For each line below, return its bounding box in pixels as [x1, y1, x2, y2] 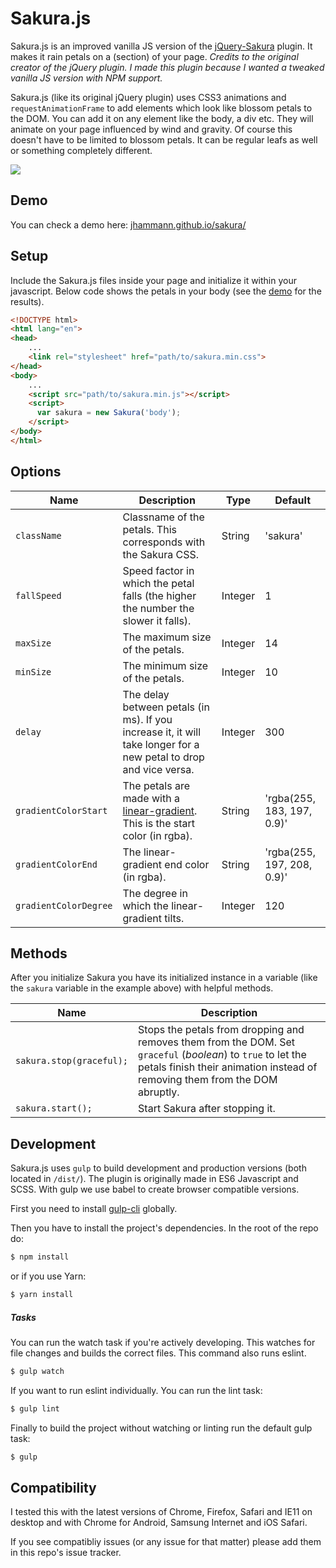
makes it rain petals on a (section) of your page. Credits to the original [10, 50, 299, 62]
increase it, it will [122, 725, 202, 739]
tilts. [164, 911, 185, 925]
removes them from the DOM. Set [138, 1035, 296, 1049]
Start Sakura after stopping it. [138, 1102, 276, 1116]
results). [10, 295, 45, 307]
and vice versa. [122, 762, 195, 776]
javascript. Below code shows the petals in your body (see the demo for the [10, 285, 322, 297]
